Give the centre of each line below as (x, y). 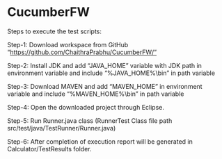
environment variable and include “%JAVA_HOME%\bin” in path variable (111, 73)
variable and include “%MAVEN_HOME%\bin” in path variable (96, 94)
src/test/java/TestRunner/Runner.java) (62, 128)
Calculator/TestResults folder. (49, 149)
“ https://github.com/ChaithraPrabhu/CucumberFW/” (82, 52)
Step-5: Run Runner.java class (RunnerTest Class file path (90, 120)
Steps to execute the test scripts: (55, 31)
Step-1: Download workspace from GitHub (68, 44)
